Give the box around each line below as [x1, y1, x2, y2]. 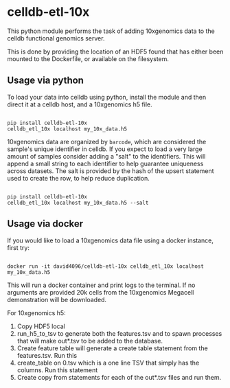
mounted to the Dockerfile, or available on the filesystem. [7, 54, 170, 62]
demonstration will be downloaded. [7, 295, 107, 304]
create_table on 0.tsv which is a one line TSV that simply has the [16, 358, 200, 367]
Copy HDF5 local [16, 322, 65, 330]
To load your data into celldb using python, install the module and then [7, 93, 207, 101]
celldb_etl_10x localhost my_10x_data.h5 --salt [7, 199, 149, 206]
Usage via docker [7, 218, 84, 230]
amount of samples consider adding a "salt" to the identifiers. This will [7, 152, 206, 160]
